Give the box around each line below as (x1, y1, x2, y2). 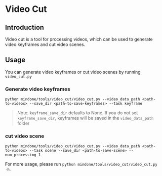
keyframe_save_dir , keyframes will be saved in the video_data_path (17, 115, 154, 121)
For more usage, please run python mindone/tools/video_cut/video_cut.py (5, 161, 158, 167)
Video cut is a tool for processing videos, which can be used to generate (5, 36, 153, 42)
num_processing (5, 152, 37, 158)
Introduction (5, 23, 44, 32)
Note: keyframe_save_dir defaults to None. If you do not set (17, 110, 138, 116)
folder (17, 120, 30, 127)
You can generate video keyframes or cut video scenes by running (5, 69, 141, 75)
